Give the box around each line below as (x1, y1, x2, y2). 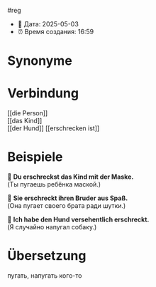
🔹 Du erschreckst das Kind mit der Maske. (7, 172, 134, 181)
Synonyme (7, 53, 72, 69)
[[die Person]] (7, 109, 48, 118)
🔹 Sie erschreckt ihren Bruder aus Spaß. (7, 194, 128, 202)
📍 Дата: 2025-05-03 (17, 20, 79, 28)
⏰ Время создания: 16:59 (17, 28, 94, 36)
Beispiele (7, 149, 63, 165)
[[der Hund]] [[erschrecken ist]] (7, 124, 100, 132)
